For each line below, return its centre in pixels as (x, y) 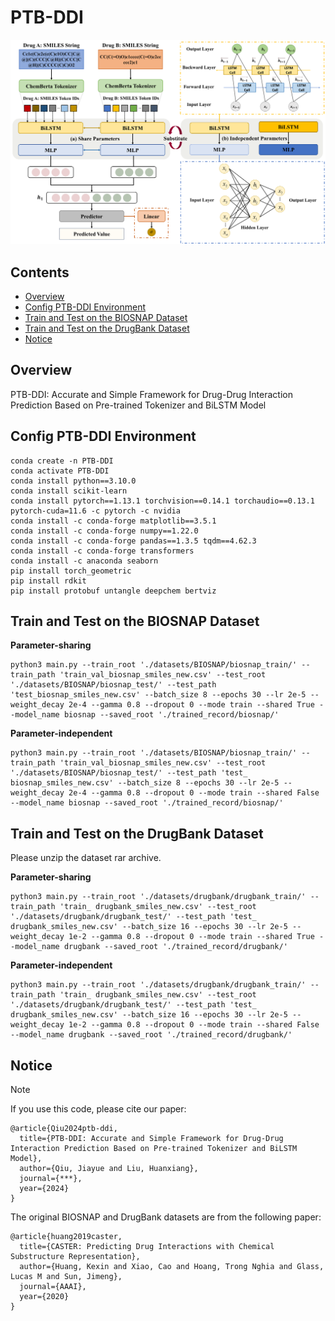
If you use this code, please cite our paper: (98, 1109)
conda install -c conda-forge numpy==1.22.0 (104, 531)
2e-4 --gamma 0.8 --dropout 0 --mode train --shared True (191, 705)
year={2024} (44, 1189)
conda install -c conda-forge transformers (102, 551)
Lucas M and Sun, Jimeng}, (66, 1277)
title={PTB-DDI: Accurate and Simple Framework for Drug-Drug (151, 1139)
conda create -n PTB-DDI (62, 461)
